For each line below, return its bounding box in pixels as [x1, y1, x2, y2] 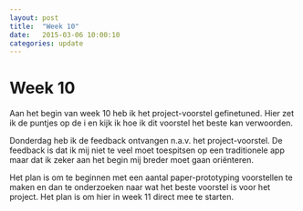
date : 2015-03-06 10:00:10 [9, 30, 120, 39]
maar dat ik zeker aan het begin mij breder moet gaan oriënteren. [9, 155, 254, 166]
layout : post [9, 13, 59, 23]
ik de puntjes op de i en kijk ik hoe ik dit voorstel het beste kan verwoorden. [9, 117, 294, 128]
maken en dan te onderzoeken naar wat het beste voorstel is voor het [9, 182, 271, 193]
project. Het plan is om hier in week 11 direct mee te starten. [9, 192, 235, 203]
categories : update [9, 38, 84, 48]
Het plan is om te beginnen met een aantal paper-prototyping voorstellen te [9, 172, 294, 183]
